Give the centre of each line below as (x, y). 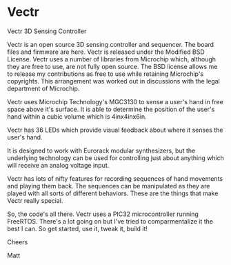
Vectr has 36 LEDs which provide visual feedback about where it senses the (115, 130)
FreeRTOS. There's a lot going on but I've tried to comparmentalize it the (110, 221)
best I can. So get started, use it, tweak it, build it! (78, 228)
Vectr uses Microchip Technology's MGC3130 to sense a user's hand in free (115, 101)
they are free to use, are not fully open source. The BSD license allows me (112, 66)
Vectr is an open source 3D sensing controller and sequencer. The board (111, 44)
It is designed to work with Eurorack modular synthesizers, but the (101, 150)
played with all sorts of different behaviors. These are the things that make (113, 193)
